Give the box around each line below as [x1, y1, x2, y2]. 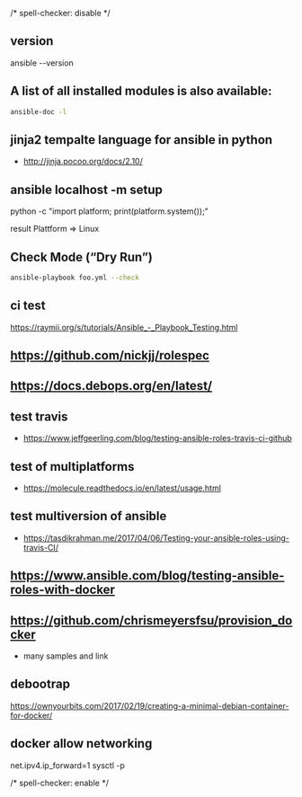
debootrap [10, 677, 71, 692]
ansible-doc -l [10, 107, 67, 116]
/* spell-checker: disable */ [10, 8, 111, 18]
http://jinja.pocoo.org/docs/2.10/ [22, 156, 143, 167]
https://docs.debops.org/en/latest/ [10, 378, 213, 394]
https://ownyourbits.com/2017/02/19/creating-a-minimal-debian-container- [10, 700, 289, 711]
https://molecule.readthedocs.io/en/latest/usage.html [22, 483, 221, 493]
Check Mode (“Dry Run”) [10, 249, 154, 264]
